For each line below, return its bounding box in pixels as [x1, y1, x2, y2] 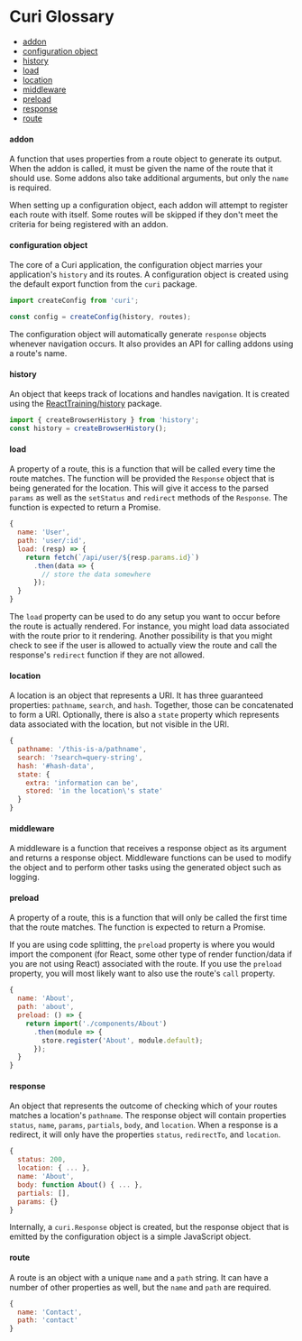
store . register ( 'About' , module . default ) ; [41, 1035, 204, 1045]
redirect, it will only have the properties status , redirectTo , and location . [9, 1129, 281, 1140]
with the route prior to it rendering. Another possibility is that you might [9, 630, 273, 641]
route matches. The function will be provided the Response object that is [9, 473, 275, 484]
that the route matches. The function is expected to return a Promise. [9, 922, 266, 932]
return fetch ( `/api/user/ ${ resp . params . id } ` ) [25, 553, 200, 562]
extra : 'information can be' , [25, 778, 140, 787]
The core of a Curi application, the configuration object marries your [9, 260, 263, 271]
